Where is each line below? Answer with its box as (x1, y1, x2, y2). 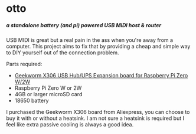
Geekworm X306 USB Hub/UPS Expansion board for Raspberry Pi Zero (14, 72, 188, 79)
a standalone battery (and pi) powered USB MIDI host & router (6, 21, 162, 28)
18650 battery (14, 97, 49, 104)
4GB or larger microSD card (14, 91, 83, 98)
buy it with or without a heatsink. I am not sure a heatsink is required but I (6, 115, 185, 122)
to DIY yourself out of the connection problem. (6, 49, 119, 56)
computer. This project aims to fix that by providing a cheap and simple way (6, 43, 191, 50)
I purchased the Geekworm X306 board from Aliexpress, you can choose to (6, 109, 190, 116)
